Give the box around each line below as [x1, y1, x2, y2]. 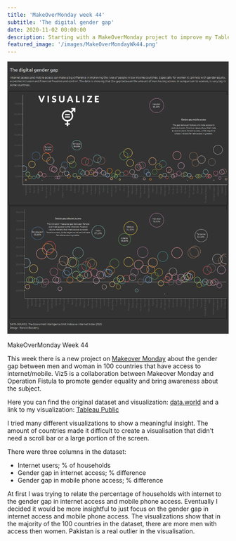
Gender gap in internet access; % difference [17, 469, 146, 477]
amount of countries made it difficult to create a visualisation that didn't [7, 426, 214, 435]
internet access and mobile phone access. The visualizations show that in [7, 512, 221, 521]
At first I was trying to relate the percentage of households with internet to [7, 490, 222, 498]
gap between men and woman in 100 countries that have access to [7, 362, 202, 370]
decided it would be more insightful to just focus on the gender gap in [7, 504, 209, 513]
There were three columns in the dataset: [7, 448, 126, 456]
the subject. [7, 384, 42, 393]
